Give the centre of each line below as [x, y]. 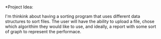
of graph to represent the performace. [43, 32]
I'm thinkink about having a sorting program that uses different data [72, 16]
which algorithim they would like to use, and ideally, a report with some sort [81, 26]
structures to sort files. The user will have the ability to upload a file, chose [80, 21]
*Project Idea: [19, 7]
